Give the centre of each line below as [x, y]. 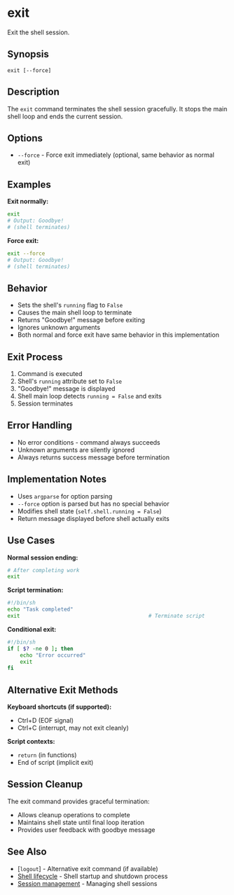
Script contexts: [31, 742]
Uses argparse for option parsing [65, 496]
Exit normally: [28, 202]
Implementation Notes [57, 479]
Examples [29, 185]
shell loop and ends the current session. [65, 116]
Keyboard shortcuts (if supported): [60, 707]
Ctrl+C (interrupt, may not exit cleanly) [73, 728]
